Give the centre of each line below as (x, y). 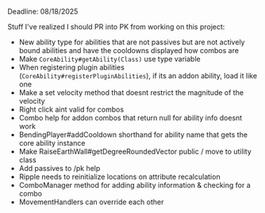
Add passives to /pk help (60, 168)
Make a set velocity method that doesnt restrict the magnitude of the (131, 93)
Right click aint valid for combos (71, 109)
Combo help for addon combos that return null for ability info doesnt (131, 118)
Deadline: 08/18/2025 (43, 11)
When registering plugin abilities (71, 67)
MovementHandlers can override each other (91, 202)
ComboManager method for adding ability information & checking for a (134, 185)
